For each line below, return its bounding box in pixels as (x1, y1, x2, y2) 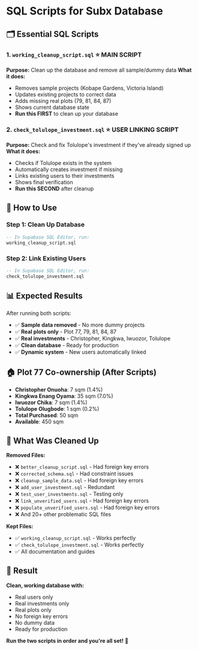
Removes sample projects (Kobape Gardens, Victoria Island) (14, 84, 164, 92)
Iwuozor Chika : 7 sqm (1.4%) (14, 399, 88, 406)
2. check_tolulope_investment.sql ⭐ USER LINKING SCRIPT (6, 125, 179, 134)
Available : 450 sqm (14, 418, 64, 425)
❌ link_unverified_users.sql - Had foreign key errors (14, 497, 149, 504)
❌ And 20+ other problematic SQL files (14, 511, 112, 518)
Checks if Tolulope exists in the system (14, 160, 112, 167)
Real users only (14, 593, 53, 601)
